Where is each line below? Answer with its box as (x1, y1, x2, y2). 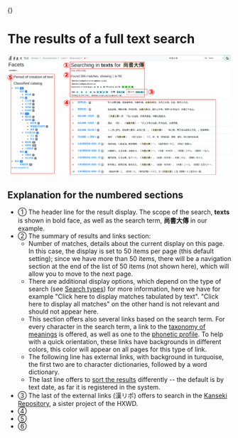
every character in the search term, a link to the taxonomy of (28, 323, 206, 331)
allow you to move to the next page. (28, 269, 134, 278)
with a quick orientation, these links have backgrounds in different (28, 338, 222, 346)
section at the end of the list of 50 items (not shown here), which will (28, 262, 229, 271)
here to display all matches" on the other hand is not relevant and (28, 300, 220, 309)
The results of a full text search (7, 31, 195, 47)
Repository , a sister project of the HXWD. (17, 400, 139, 408)
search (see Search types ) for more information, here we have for (28, 284, 221, 294)
